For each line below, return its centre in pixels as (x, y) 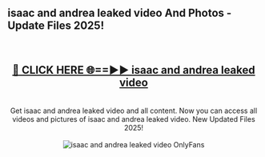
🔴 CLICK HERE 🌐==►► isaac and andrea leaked (134, 70)
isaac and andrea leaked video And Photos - (120, 13)
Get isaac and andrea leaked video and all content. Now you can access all (134, 111)
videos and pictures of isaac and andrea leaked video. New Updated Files (134, 119)
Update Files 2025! (56, 26)
